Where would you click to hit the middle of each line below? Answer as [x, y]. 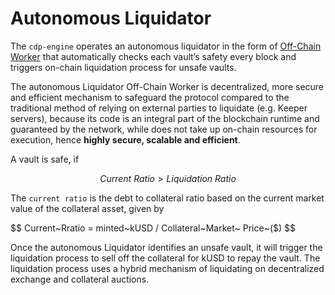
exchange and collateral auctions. [80, 279]
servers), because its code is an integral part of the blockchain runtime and [165, 118]
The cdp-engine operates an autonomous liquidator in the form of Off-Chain [166, 46]
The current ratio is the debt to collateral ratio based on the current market [167, 198]
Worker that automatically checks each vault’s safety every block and [153, 56]
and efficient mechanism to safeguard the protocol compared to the [150, 97]
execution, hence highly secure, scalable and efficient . [125, 139]
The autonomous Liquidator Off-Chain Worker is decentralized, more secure [167, 86]
